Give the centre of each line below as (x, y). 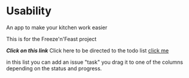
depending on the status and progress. (54, 68)
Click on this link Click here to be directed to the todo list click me (88, 50)
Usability (29, 11)
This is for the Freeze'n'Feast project (51, 39)
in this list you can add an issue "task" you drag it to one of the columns (95, 62)
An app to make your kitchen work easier (57, 27)
